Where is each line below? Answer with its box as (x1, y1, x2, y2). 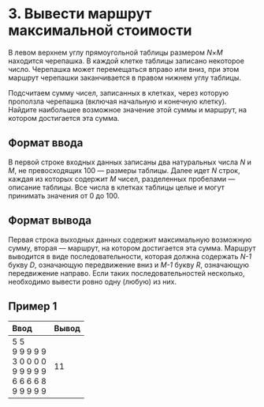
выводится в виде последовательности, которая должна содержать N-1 (8, 251, 252, 261)
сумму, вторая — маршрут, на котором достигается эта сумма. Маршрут (8, 243, 256, 253)
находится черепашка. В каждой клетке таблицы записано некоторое (8, 56, 244, 66)
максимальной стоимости (8, 21, 192, 40)
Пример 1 (8, 300, 58, 313)
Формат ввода (8, 136, 84, 150)
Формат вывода (8, 214, 92, 228)
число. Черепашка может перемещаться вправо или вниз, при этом (8, 64, 240, 73)
